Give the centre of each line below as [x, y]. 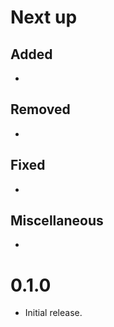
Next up [44, 17]
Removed [40, 109]
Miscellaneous [57, 221]
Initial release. [53, 313]
